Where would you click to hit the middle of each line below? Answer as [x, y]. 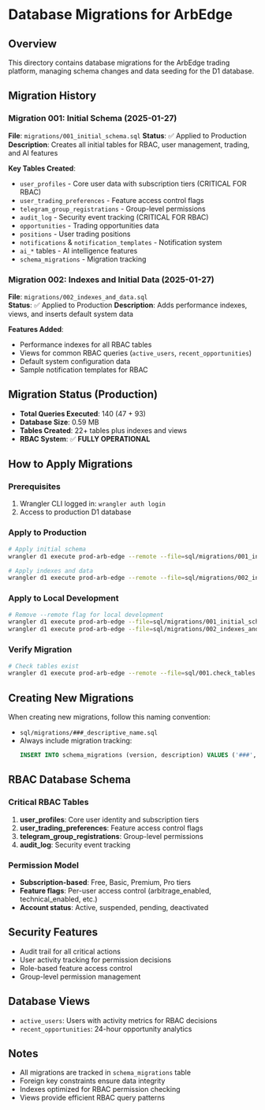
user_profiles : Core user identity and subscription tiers [109, 819]
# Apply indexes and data [50, 570]
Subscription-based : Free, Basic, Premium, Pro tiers [105, 882]
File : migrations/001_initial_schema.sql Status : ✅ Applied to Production [127, 135]
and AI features [33, 152]
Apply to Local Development [63, 598]
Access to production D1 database [75, 512]
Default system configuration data [75, 361]
